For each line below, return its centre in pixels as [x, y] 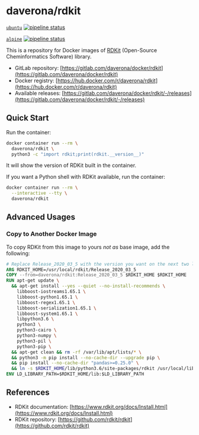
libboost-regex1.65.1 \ [46, 302]
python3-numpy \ [37, 336]
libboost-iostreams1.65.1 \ [51, 292]
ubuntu [14, 28]
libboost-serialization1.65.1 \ [57, 308]
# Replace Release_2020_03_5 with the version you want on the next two [98, 264]
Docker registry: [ [36, 80]
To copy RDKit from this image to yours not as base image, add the [88, 247]
